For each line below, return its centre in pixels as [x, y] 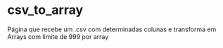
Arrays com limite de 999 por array [58, 36]
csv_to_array [45, 10]
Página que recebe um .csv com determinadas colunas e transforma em [112, 29]
